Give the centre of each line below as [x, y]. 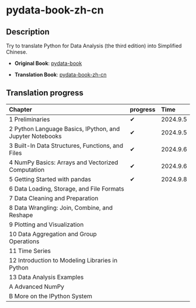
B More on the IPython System [50, 296]
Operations [24, 241]
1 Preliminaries [29, 119]
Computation [27, 169]
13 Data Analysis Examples [46, 277]
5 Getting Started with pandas [50, 179]
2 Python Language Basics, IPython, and [64, 129]
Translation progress [45, 93]
